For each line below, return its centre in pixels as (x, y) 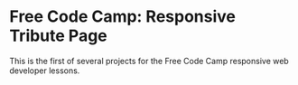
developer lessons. (45, 71)
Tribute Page (59, 36)
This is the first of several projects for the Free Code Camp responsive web (149, 61)
